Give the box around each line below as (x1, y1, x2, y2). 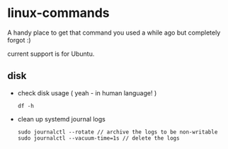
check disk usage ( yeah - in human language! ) (17, 88, 157, 97)
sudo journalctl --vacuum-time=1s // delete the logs (17, 134, 180, 142)
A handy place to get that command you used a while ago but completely (7, 28, 221, 37)
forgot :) (7, 35, 31, 44)
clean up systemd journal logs (17, 114, 106, 123)
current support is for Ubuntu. (7, 49, 95, 58)
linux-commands (7, 5, 110, 21)
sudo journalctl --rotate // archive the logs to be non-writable (17, 129, 218, 136)
